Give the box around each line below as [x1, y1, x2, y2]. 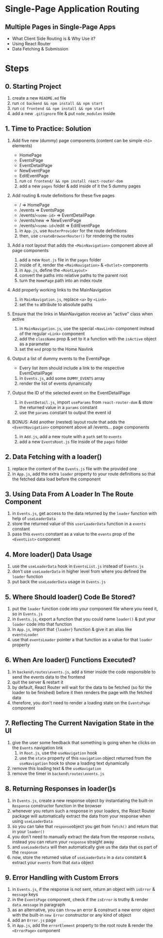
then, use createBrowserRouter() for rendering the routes [19, 233, 134, 239]
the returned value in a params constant [19, 404, 98, 410]
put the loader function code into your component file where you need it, [12, 606, 158, 612]
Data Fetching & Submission [12, 46, 69, 51]
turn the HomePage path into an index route [19, 277, 103, 283]
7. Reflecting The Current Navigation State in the [5, 719, 154, 727]
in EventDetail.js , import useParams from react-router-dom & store [19, 399, 153, 405]
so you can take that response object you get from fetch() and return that [12, 823, 158, 829]
